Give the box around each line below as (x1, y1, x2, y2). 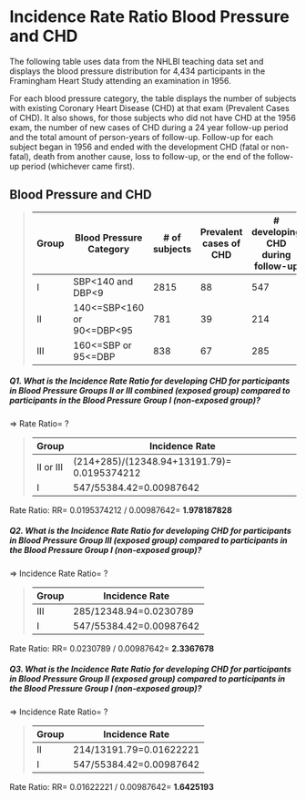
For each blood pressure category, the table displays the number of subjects (9, 93, 297, 104)
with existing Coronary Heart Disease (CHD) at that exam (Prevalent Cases (9, 102, 290, 113)
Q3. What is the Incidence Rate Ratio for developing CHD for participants (9, 663, 291, 675)
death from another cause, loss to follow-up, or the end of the (33, 150, 266, 161)
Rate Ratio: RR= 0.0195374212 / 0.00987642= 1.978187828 (9, 504, 232, 516)
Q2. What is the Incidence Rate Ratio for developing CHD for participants (9, 526, 291, 537)
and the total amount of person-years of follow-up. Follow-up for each (9, 131, 274, 142)
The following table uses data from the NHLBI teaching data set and (9, 56, 264, 67)
